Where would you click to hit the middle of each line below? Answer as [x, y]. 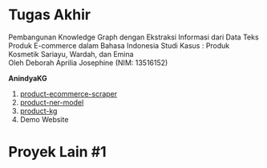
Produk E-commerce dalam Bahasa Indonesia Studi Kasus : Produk [119, 45]
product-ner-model [52, 102]
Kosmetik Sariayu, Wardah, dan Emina [71, 54]
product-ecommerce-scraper [69, 93]
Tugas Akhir [49, 15]
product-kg [38, 111]
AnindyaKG [28, 78]
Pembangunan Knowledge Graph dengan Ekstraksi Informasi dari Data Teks [133, 37]
